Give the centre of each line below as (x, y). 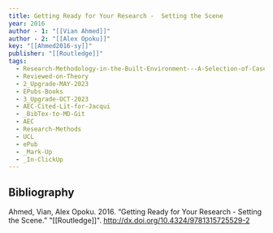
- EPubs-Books (39, 91)
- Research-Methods (49, 129)
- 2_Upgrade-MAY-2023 (52, 84)
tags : (17, 62)
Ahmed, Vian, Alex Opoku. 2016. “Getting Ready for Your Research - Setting (135, 212)
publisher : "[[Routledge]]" (56, 54)
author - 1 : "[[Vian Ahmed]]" (60, 31)
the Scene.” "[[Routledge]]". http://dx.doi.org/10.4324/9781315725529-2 (129, 221)
